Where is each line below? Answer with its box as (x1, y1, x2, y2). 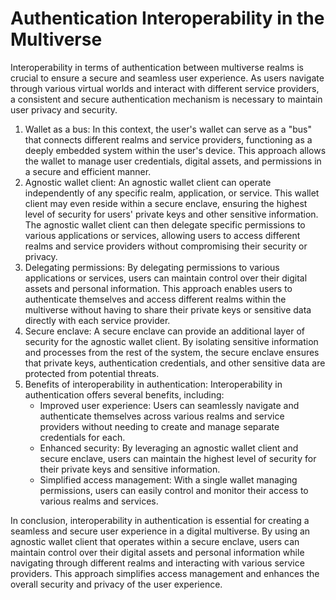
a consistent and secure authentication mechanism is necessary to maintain (10, 93, 323, 105)
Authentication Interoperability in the (10, 7, 325, 30)
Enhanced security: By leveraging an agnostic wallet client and (39, 442, 299, 454)
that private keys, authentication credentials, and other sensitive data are (24, 357, 326, 369)
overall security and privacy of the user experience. (10, 578, 223, 590)
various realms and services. (39, 495, 159, 507)
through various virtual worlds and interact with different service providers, (10, 82, 320, 94)
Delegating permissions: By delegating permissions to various (24, 261, 280, 273)
